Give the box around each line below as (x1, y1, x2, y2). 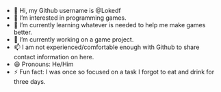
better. (13, 28, 33, 36)
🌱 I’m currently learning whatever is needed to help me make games (13, 21, 206, 29)
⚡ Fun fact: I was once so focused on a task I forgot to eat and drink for (13, 68, 214, 76)
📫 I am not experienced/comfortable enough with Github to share (13, 43, 200, 51)
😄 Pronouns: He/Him (13, 60, 74, 68)
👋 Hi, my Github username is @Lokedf (13, 7, 121, 14)
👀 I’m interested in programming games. (13, 14, 127, 22)
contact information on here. (13, 53, 94, 61)
